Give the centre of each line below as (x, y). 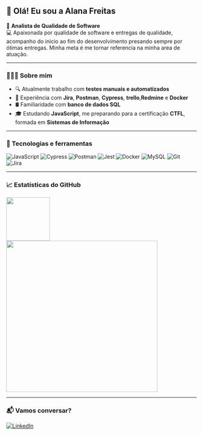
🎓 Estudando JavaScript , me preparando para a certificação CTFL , (100, 114)
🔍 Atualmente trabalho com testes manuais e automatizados (92, 89)
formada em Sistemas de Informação (62, 122)
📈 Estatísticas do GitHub (43, 185)
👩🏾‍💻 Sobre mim (29, 75)
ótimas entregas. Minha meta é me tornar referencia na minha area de (93, 47)
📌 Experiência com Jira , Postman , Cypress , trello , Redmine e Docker (101, 98)
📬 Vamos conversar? (39, 410)
